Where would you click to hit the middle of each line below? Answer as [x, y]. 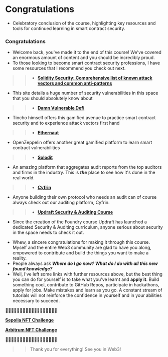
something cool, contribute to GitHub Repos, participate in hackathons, [86, 285]
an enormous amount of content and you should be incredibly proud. [83, 58]
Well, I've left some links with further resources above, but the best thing [88, 274]
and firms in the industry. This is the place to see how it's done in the [84, 172]
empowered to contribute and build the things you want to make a [80, 253]
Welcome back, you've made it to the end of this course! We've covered [87, 52]
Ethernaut [48, 133]
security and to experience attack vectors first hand [66, 123]
